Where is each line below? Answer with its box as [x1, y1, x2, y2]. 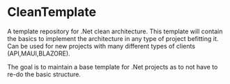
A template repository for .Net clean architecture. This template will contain [7, 27, 223, 35]
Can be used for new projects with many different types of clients [7, 42, 196, 50]
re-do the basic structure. [7, 70, 82, 78]
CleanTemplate [7, 4, 96, 20]
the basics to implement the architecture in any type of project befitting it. [7, 34, 219, 42]
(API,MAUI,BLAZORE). [7, 49, 71, 58]
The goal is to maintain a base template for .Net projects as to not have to [7, 62, 218, 71]
